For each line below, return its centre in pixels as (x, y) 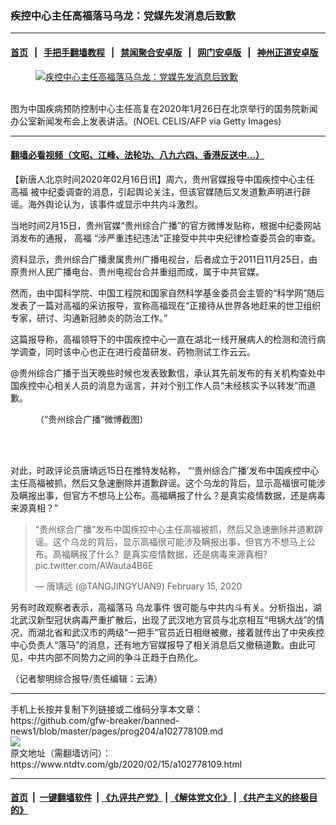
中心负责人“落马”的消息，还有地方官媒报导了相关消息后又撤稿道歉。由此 (159, 644)
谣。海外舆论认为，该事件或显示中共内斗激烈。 (106, 204)
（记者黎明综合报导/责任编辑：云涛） (86, 678)
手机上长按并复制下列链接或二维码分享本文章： (106, 709)
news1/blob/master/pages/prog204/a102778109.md (117, 731)
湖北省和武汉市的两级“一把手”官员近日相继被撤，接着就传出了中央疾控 (180, 632)
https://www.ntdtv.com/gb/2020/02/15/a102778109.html (126, 764)
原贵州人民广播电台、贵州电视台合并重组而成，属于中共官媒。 (137, 271)
